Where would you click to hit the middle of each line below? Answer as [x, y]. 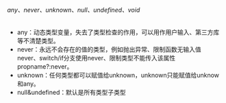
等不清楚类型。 [38, 41]
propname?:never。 [45, 67]
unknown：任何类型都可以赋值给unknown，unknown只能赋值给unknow [118, 76]
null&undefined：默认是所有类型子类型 [72, 93]
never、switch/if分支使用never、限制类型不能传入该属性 [96, 58]
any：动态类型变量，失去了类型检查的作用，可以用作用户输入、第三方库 [118, 32]
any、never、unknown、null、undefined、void [74, 10]
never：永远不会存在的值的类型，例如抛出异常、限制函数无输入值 [109, 49]
